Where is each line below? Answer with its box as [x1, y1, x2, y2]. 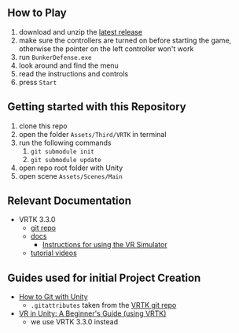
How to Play [7, 6, 68, 20]
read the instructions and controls [18, 68, 129, 78]
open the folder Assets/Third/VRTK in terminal [18, 129, 167, 139]
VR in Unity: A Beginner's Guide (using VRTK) [18, 309, 167, 318]
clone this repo [18, 121, 68, 131]
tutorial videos [30, 248, 78, 258]
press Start [18, 77, 57, 87]
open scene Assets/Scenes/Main [18, 171, 123, 180]
